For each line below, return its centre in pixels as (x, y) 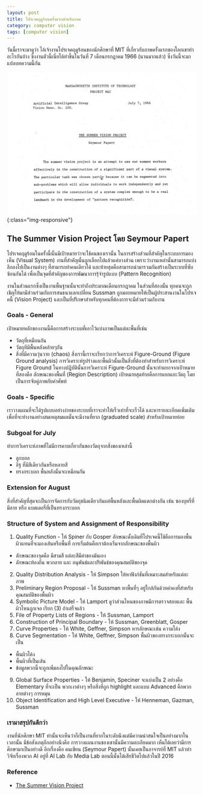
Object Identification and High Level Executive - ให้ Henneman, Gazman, (105, 700)
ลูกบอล (23, 458)
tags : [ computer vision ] (38, 32)
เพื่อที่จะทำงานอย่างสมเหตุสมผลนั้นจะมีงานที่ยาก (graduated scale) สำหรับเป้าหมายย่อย (96, 417)
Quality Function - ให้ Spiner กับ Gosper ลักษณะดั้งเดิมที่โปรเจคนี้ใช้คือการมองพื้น (104, 537)
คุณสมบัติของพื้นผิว (34, 595)
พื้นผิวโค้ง (25, 654)
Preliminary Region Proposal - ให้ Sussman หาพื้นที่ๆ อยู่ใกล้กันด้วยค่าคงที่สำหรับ (104, 588)
